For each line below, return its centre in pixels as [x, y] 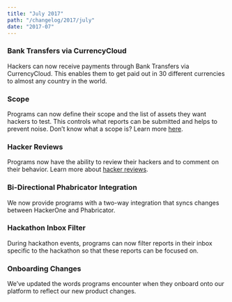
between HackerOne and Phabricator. [61, 210]
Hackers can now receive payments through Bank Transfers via [98, 66]
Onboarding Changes [44, 269]
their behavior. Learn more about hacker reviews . [78, 169]
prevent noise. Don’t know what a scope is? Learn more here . [95, 129]
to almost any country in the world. [57, 81]
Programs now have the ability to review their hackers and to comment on [113, 162]
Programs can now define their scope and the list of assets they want [107, 114]
